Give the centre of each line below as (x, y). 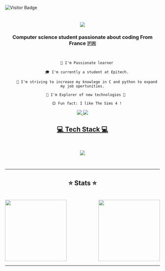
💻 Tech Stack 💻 (82, 129)
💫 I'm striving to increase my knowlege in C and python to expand (87, 82)
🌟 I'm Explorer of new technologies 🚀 (86, 95)
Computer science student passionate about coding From (82, 37)
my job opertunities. (82, 86)
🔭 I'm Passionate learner (87, 63)
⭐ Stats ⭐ (82, 183)
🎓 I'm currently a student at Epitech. (87, 72)
